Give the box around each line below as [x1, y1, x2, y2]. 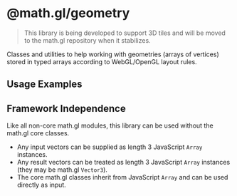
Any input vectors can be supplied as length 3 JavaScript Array [16, 143, 203, 151]
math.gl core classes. [6, 129, 70, 138]
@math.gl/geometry [6, 5, 130, 21]
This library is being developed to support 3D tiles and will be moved [23, 29, 226, 37]
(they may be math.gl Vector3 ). [16, 165, 108, 174]
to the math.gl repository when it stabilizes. [23, 36, 151, 44]
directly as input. [16, 180, 67, 190]
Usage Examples [6, 78, 83, 91]
